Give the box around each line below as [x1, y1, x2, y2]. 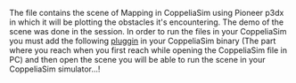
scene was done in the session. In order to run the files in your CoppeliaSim [9, 26, 287, 36]
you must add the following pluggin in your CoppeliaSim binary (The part [9, 35, 276, 46]
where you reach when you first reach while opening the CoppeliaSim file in [9, 45, 288, 56]
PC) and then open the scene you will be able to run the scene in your [9, 55, 266, 64]
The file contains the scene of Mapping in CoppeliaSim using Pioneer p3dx [9, 8, 284, 18]
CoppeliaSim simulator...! [9, 64, 101, 74]
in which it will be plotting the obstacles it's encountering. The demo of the [9, 17, 284, 27]
